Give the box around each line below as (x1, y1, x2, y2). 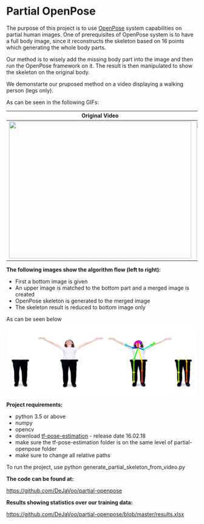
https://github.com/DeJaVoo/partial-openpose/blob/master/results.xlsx (6, 510, 185, 518)
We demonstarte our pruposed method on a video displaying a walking (6, 80, 184, 88)
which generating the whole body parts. (6, 44, 106, 51)
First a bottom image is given (15, 278, 88, 285)
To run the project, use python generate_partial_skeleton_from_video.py (6, 463, 185, 470)
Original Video (81, 112, 119, 119)
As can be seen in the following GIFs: (6, 99, 99, 106)
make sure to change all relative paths (15, 452, 110, 459)
